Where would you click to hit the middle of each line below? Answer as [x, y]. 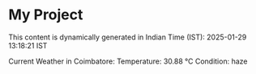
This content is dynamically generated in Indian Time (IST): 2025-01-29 [128, 37]
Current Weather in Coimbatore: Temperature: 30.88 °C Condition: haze [128, 61]
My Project [46, 15]
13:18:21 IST [28, 45]
